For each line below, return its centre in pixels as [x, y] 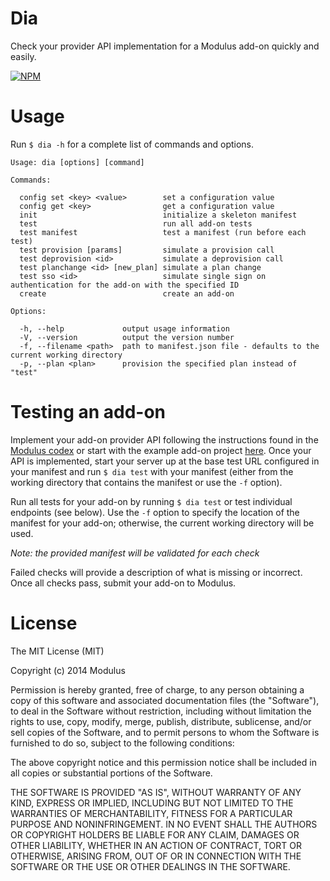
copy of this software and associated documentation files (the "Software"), [165, 700]
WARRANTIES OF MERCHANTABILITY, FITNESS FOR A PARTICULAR [151, 813]
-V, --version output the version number [127, 337]
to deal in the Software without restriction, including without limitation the [161, 711]
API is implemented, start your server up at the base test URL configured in [165, 461]
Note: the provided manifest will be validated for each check [135, 553]
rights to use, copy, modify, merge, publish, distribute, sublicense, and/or [161, 721]
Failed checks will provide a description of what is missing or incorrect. [156, 572]
